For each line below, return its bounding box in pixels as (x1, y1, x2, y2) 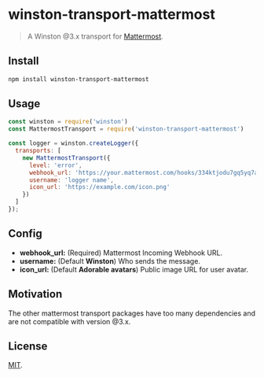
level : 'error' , (28, 161, 82, 169)
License (8, 339, 48, 353)
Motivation (8, 287, 63, 301)
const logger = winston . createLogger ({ (8, 139, 139, 147)
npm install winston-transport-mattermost (8, 75, 149, 83)
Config (8, 227, 42, 241)
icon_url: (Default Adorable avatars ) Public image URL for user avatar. (19, 264, 249, 274)
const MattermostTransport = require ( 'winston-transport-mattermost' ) (8, 125, 244, 133)
